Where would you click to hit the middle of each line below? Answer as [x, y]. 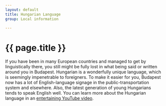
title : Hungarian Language [33, 14]
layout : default [22, 10]
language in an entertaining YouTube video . [50, 98]
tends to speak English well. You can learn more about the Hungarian [76, 93]
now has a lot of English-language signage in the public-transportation [77, 83]
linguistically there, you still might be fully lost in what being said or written [81, 67]
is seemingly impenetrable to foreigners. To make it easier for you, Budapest [83, 77]
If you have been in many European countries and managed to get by [76, 61]
